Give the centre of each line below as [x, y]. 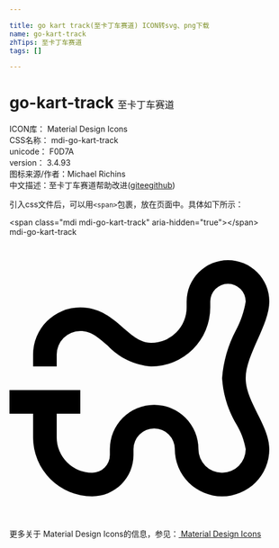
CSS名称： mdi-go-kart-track [64, 140]
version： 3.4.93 [40, 163]
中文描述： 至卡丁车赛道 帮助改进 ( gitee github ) [92, 185]
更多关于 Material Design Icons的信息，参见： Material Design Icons [135, 534]
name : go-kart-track [48, 34]
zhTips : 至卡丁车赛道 [46, 42]
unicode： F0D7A [42, 152]
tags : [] [26, 50]
